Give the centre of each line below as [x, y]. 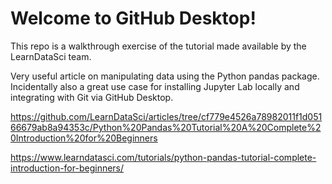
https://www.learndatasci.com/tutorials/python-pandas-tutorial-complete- [163, 157]
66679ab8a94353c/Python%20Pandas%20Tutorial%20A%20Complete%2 [166, 127]
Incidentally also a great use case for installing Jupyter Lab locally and [155, 86]
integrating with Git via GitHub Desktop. [92, 97]
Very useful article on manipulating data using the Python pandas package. [165, 76]
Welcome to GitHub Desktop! [133, 18]
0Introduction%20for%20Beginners [84, 138]
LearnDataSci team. [51, 56]
